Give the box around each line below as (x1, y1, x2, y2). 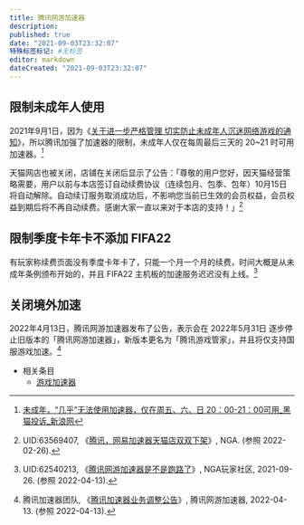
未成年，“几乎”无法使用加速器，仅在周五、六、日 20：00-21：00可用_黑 (22, 404, 291, 415)
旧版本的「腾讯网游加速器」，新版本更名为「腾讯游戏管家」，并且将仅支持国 (16, 334, 295, 345)
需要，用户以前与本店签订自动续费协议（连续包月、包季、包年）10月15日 (16, 178, 288, 190)
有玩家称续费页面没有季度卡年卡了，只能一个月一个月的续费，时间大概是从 (9, 256, 287, 267)
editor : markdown (9, 55, 75, 64)
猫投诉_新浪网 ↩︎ (22, 415, 84, 426)
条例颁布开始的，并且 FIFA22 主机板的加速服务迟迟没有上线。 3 (24, 266, 258, 279)
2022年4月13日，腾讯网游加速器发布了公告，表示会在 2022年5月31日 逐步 (9, 323, 285, 334)
